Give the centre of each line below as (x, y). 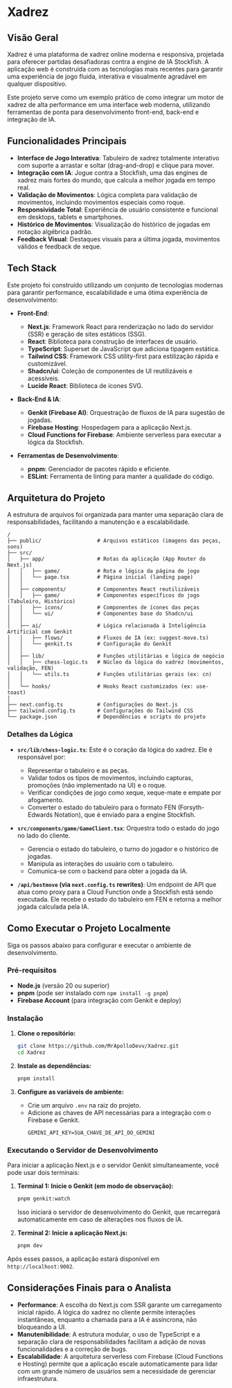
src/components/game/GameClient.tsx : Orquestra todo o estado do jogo (118, 828)
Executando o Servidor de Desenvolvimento (83, 1150)
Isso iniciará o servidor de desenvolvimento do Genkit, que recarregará (118, 1212)
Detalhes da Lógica (40, 734)
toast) (17, 693)
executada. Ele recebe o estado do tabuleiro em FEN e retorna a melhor (119, 899)
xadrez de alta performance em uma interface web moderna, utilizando (109, 104)
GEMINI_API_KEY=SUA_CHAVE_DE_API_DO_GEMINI (91, 1133)
